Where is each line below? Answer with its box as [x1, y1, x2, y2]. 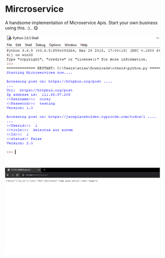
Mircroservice [5, 3, 64, 15]
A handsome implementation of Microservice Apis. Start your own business [5, 20, 158, 26]
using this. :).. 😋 [5, 25, 38, 30]
